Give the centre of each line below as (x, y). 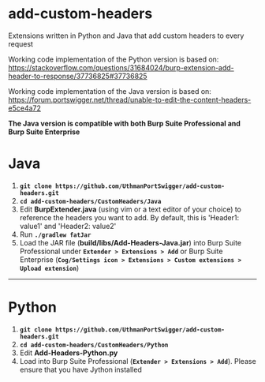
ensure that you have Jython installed (80, 369)
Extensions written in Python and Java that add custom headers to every (126, 36)
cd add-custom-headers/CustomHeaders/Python (94, 345)
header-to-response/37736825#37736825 (78, 76)
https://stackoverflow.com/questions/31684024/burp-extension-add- (121, 67)
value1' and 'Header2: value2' (68, 226)
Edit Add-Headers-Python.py (69, 353)
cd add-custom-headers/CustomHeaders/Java (90, 201)
